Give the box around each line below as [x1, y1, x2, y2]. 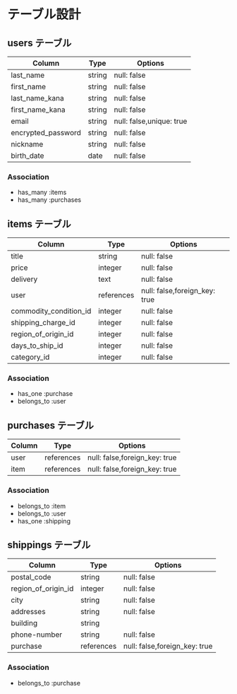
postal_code [11, 572, 51, 582]
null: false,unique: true [114, 116, 188, 126]
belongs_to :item [17, 501, 66, 510]
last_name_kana [11, 93, 65, 103]
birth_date [11, 151, 44, 160]
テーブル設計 [7, 6, 81, 23]
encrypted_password [11, 128, 81, 137]
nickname [11, 140, 44, 149]
